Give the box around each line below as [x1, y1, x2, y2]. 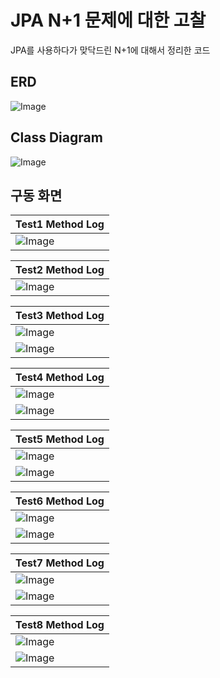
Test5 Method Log [15, 432, 105, 446]
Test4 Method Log [15, 371, 105, 385]
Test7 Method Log [15, 556, 105, 570]
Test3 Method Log [15, 309, 105, 323]
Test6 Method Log [15, 494, 105, 508]
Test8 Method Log [15, 618, 105, 632]
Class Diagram [10, 129, 103, 146]
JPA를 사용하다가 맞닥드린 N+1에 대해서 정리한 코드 [10, 44, 211, 56]
